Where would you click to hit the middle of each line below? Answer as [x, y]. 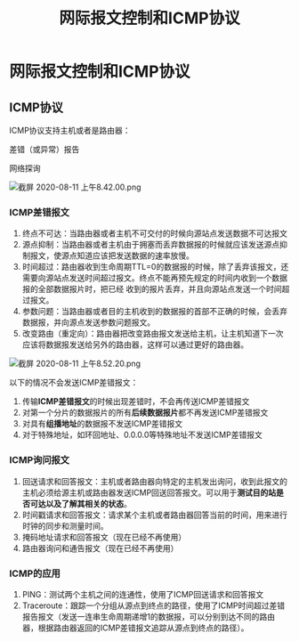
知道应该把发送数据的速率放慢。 [135, 256]
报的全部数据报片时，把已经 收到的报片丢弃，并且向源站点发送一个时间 [152, 289]
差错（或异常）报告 [44, 149]
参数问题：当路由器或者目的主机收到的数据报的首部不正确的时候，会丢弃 [154, 312]
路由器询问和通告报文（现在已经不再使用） [100, 548]
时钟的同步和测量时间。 [65, 525]
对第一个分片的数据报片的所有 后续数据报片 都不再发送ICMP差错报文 [145, 413]
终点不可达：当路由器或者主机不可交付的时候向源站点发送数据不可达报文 [154, 233]
